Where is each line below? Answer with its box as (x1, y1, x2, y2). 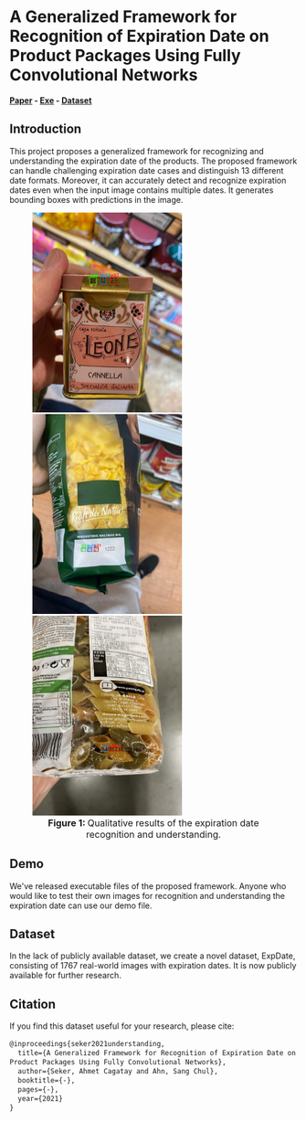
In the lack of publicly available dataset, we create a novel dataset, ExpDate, (9, 950, 296, 961)
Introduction (9, 122, 82, 137)
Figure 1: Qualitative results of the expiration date (47, 816, 259, 829)
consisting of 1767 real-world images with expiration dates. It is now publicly (9, 960, 297, 971)
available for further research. (9, 970, 121, 981)
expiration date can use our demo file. (9, 900, 153, 911)
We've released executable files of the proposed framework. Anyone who (9, 880, 287, 892)
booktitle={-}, (17, 1076, 76, 1085)
